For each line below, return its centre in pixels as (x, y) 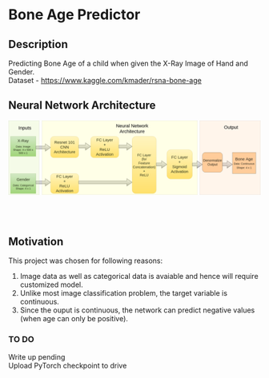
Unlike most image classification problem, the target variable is (124, 293)
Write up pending (37, 356)
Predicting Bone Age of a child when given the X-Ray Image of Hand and (128, 63)
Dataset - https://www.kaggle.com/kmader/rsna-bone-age (105, 80)
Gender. (22, 72)
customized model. (51, 284)
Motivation (36, 241)
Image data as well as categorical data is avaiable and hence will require (139, 277)
